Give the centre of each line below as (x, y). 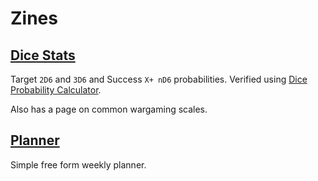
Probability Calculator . (56, 90)
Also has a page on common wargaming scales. (109, 109)
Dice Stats (43, 55)
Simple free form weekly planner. (78, 164)
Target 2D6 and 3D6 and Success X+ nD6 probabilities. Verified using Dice (159, 79)
